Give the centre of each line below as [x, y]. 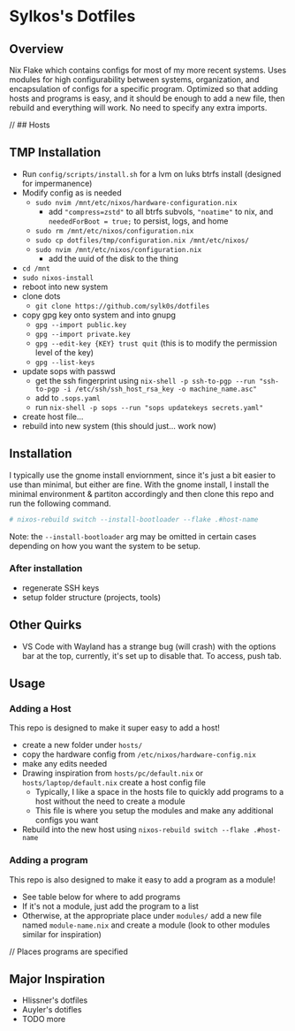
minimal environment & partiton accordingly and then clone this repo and [141, 493]
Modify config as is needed [72, 193]
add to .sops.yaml [68, 397]
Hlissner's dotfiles [55, 1000]
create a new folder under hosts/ [82, 745]
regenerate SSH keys [61, 588]
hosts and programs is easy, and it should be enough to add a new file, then [147, 98]
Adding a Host [41, 708]
